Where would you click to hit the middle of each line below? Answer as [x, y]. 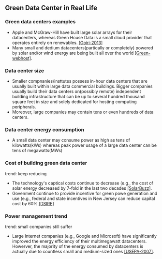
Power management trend [36, 216]
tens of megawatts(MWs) [37, 151]
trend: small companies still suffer [39, 227]
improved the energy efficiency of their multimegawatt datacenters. [79, 241]
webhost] [22, 58]
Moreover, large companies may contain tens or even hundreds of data [83, 112]
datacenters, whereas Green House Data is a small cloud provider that [82, 37]
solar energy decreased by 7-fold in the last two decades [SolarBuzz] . [82, 188]
